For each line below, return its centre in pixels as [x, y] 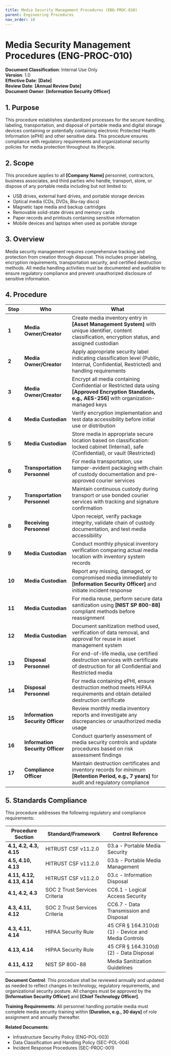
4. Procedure [26, 295]
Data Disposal [137, 953]
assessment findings [97, 755]
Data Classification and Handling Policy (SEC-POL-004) [71, 1043]
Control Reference [135, 834]
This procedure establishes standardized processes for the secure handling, [85, 120]
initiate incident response [102, 590]
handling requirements [99, 371]
